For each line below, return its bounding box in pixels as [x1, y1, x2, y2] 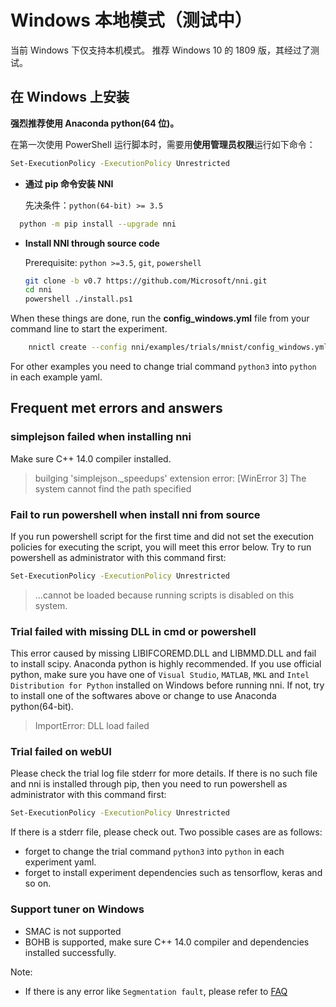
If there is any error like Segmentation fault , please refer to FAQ [24, 985, 288, 997]
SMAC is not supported [24, 925, 122, 937]
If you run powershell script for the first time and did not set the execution [10, 530, 315, 542]
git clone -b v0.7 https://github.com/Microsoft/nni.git [24, 276, 268, 286]
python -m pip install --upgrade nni [19, 219, 177, 229]
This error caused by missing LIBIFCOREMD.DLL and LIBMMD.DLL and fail [10, 647, 317, 660]
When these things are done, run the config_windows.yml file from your [10, 312, 310, 325]
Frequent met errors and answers [10, 400, 223, 417]
